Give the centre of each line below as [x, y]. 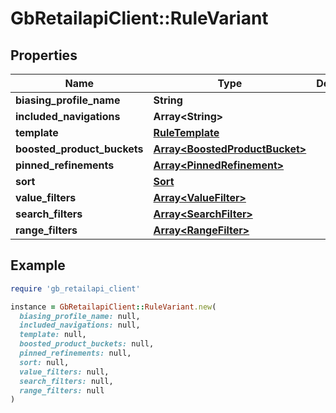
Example [38, 265]
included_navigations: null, [80, 325]
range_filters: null [62, 390]
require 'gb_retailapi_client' [75, 288]
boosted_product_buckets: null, [87, 344]
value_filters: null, [64, 372]
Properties [44, 55]
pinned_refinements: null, [75, 353]
